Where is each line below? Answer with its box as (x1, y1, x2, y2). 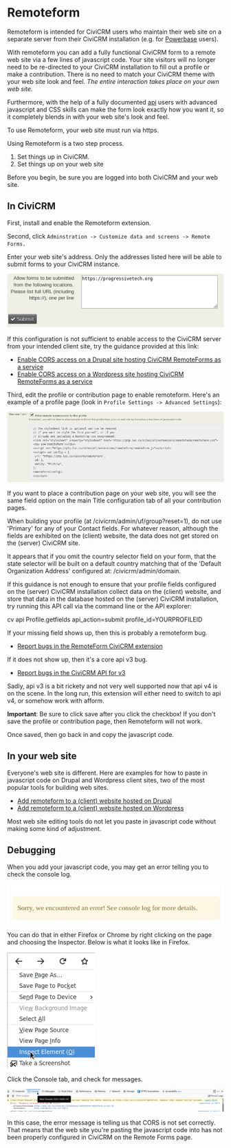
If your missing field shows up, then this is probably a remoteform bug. (7, 629, 208, 637)
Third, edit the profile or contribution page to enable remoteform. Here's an (7, 390, 220, 399)
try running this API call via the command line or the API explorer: (7, 602, 192, 610)
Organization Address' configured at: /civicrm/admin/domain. (7, 567, 181, 575)
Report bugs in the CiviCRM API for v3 (16, 669, 126, 677)
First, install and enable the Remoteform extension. (7, 219, 151, 227)
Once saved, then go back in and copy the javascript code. (7, 731, 174, 739)
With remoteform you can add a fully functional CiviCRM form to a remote (7, 48, 216, 56)
